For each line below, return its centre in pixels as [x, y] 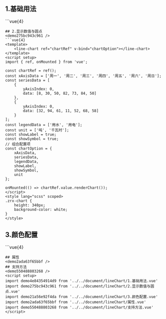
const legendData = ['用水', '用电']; [44, 125]
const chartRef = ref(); [31, 71]
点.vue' [13, 291]
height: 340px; [30, 205]
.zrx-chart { [19, 201]
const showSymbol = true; [32, 139]
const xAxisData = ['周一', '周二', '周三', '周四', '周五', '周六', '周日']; [83, 76]
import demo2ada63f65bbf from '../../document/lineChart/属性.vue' [76, 302]
